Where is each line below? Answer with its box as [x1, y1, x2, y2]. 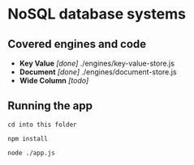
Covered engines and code [7, 37, 147, 51]
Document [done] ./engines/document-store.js [19, 67, 177, 77]
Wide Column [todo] [19, 76, 89, 85]
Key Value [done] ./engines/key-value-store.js [19, 58, 175, 68]
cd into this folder [7, 121, 78, 129]
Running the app [7, 99, 93, 113]
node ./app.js [7, 149, 56, 157]
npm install [7, 134, 48, 142]
